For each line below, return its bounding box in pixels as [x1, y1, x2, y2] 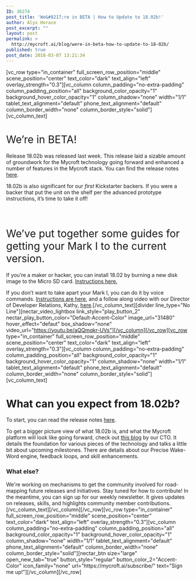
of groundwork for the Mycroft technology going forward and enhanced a [6, 158, 184, 165]
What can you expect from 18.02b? [6, 397, 180, 410]
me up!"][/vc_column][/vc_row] [6, 568, 82, 575]
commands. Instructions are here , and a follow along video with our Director [6, 295, 190, 302]
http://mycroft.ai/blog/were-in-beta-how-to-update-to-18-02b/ [11, 42, 169, 48]
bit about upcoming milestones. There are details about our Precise [6, 446, 169, 453]
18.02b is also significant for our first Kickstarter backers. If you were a [6, 182, 177, 189]
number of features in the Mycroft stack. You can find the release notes [6, 165, 179, 172]
